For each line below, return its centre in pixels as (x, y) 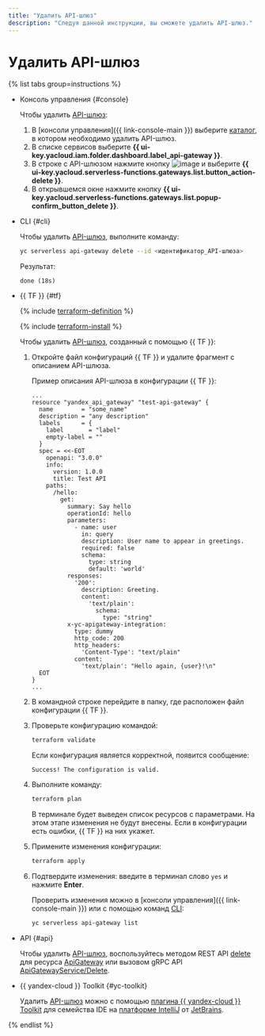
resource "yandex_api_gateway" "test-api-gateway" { (120, 403)
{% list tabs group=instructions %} (64, 84)
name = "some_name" (83, 409)
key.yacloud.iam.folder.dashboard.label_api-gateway (122, 155)
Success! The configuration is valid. (95, 770)
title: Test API (79, 479)
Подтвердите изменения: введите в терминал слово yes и (129, 876)
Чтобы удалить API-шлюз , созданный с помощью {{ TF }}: (117, 342)
